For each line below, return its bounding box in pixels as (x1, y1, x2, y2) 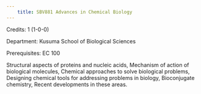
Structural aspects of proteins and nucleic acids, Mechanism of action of (6, 61, 189, 68)
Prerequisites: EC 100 (6, 49, 60, 57)
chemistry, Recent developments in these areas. (6, 81, 128, 88)
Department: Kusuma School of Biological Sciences (6, 37, 136, 45)
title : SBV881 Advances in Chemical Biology (17, 9, 133, 15)
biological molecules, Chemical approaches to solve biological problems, (6, 68, 190, 75)
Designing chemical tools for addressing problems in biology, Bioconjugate (6, 74, 195, 81)
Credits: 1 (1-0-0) (6, 26, 49, 33)
